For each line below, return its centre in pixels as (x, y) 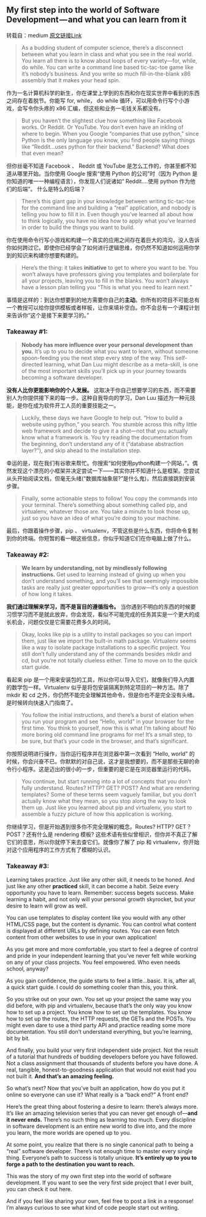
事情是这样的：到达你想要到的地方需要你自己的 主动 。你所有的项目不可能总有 (103, 300)
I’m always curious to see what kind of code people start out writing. (93, 1207)
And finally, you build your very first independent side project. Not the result (102, 1050)
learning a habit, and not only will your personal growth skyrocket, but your (101, 899)
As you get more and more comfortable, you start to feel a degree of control (102, 949)
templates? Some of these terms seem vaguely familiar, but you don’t (109, 794)
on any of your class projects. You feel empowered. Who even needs (93, 962)
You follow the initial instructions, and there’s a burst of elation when (108, 715)
